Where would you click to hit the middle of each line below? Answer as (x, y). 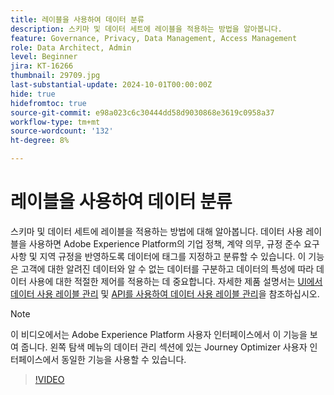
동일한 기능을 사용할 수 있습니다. (124, 359)
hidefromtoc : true (48, 103)
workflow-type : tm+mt (55, 122)
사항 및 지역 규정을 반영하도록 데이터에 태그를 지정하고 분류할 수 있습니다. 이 (158, 256)
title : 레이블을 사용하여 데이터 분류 (77, 19)
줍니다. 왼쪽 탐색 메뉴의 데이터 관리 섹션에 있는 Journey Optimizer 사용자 (164, 347)
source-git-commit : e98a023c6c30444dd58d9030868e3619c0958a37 (142, 112)
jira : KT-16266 (42, 66)
